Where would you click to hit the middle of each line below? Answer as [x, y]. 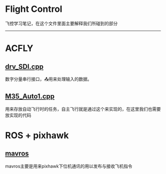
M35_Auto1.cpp [30, 97]
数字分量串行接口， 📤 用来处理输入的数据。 [49, 79]
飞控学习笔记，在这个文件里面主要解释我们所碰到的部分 [61, 23]
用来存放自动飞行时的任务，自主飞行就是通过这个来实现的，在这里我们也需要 [83, 109]
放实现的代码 [18, 115]
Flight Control [34, 9]
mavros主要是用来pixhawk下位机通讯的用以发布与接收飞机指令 [69, 166]
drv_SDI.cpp [24, 66]
